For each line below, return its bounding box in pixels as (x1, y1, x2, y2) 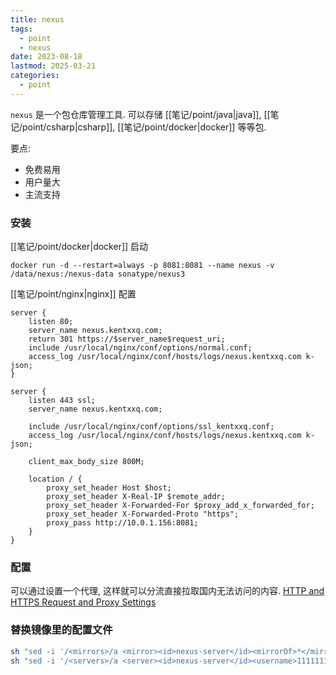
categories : (10, 71, 60, 81)
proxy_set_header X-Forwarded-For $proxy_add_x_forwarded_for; (46, 501, 315, 511)
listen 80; (28, 317, 74, 327)
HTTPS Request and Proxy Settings (10, 596, 157, 608)
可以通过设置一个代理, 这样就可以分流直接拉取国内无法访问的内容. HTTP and (10, 585, 325, 597)
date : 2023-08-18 (10, 52, 83, 62)
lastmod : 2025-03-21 (10, 61, 97, 71)
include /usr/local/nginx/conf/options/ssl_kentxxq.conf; (28, 422, 275, 432)
